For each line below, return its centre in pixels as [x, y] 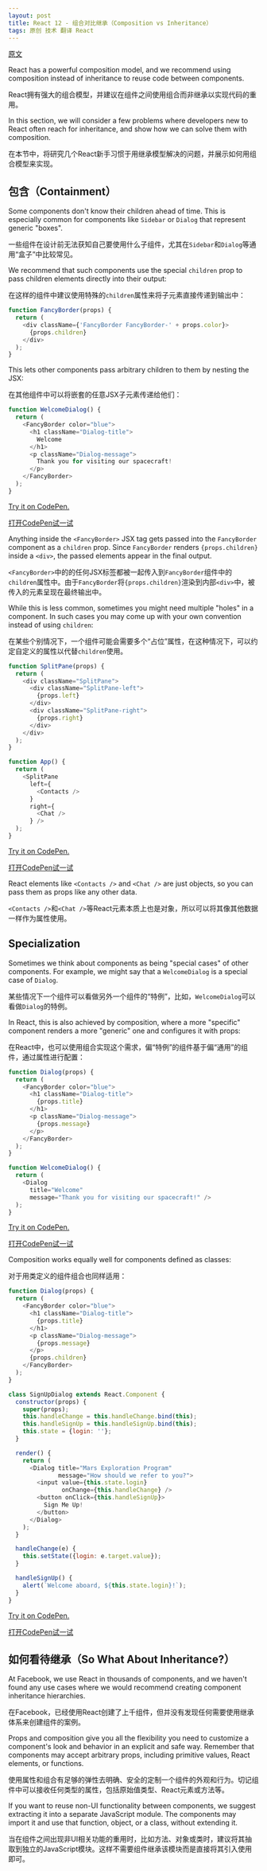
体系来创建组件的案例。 [46, 1722]
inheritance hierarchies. [47, 1696]
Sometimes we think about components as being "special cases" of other [128, 963]
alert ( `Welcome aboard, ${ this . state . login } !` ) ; [104, 1585]
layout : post [30, 16]
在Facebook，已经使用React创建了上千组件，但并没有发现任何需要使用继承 [131, 1713]
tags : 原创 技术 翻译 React [51, 30]
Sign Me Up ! [63, 1505]
